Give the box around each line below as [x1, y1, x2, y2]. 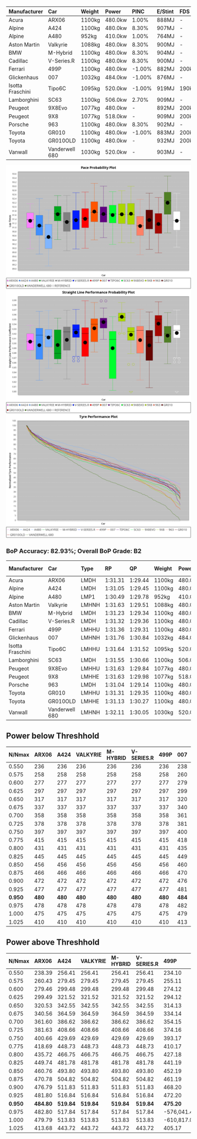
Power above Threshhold [6, 937, 100, 947]
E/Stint [157, 8, 174, 15]
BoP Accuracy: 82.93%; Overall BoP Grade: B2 [6, 547, 142, 555]
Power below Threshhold [6, 730, 100, 740]
